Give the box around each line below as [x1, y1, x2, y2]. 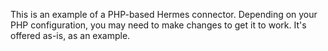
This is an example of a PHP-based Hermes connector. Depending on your [10, 9, 318, 20]
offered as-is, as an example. [10, 30, 131, 41]
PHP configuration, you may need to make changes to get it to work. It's [10, 19, 307, 31]
